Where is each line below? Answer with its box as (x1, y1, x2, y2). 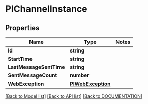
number (69, 72, 90, 79)
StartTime (8, 56, 33, 62)
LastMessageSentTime (8, 64, 65, 70)
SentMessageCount (8, 72, 57, 79)
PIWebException (69, 80, 111, 87)
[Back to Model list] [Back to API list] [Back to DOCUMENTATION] (5, 93, 143, 99)
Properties (5, 23, 40, 32)
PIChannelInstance (5, 3, 87, 15)
